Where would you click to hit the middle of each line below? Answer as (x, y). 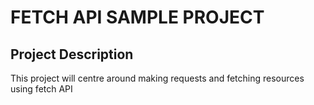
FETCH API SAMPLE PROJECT (137, 17)
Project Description (72, 54)
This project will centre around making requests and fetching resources (157, 78)
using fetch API (41, 89)
